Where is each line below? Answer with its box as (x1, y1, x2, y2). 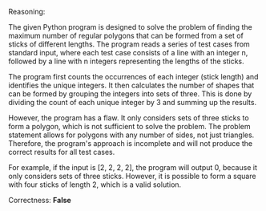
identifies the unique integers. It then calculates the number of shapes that (8, 80, 255, 90)
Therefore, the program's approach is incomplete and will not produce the (8, 139, 253, 148)
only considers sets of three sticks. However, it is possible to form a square (8, 172, 256, 181)
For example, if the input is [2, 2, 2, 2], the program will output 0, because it (8, 163, 258, 172)
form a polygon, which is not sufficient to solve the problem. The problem (8, 122, 251, 131)
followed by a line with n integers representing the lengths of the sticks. (8, 56, 244, 66)
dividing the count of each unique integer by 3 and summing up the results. (8, 98, 257, 107)
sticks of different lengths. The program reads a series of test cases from (8, 39, 250, 49)
